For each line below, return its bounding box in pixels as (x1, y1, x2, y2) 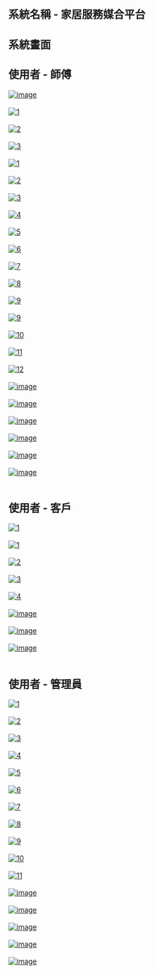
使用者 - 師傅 (8, 68, 72, 82)
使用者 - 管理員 (8, 677, 82, 691)
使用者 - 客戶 (8, 501, 72, 514)
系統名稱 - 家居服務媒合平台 (8, 7, 146, 22)
